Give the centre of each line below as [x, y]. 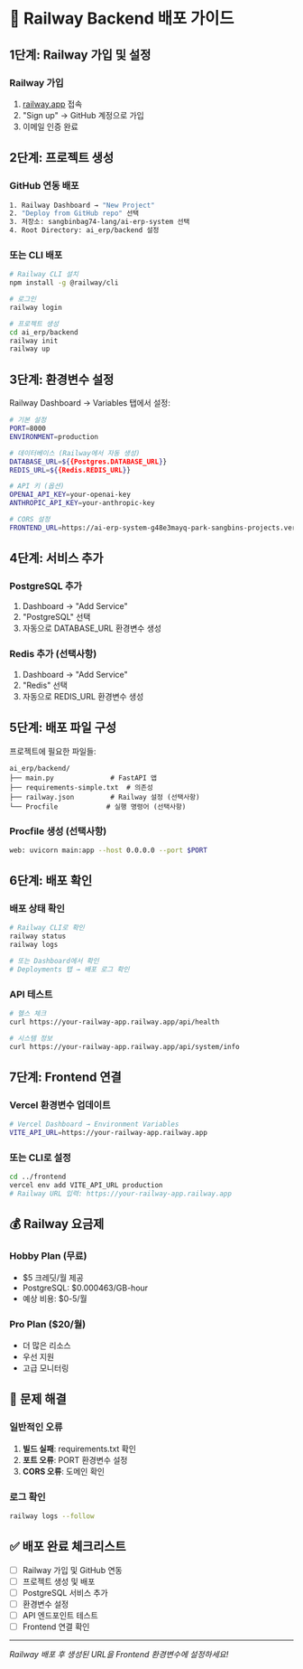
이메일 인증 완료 [50, 127]
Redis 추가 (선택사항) [53, 654]
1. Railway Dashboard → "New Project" [82, 205]
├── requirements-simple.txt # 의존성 [81, 787]
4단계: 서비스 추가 [56, 558]
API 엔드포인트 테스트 [60, 1615]
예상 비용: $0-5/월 [55, 1299]
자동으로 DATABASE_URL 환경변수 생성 [92, 628]
